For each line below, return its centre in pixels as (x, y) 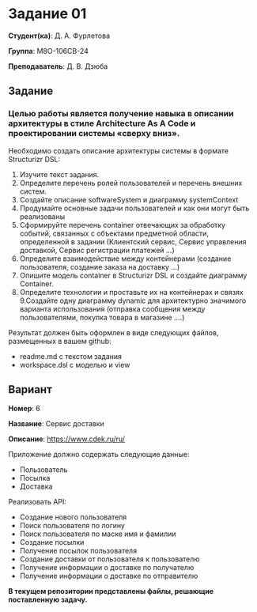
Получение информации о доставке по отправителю (109, 576)
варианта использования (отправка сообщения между (112, 308)
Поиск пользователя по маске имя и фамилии (98, 534)
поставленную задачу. (48, 600)
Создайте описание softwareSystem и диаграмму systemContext (129, 199)
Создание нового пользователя (73, 517)
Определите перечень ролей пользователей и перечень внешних (131, 183)
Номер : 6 (25, 409)
